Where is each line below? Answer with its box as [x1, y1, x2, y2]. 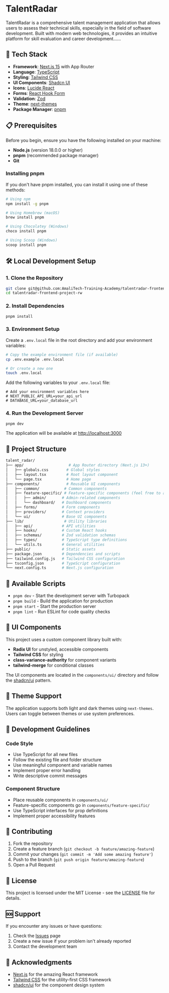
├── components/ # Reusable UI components [6, 481, 121, 486]
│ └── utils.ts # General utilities [6, 542, 105, 547]
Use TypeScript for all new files [13, 752, 78, 758]
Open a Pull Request [13, 862, 56, 868]
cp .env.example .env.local [6, 357, 65, 362]
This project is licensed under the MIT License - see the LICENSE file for [6, 890, 155, 896]
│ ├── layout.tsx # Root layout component [6, 472, 118, 477]
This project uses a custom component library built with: [6, 636, 122, 643]
